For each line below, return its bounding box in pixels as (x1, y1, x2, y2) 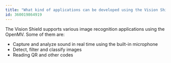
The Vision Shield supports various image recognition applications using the (5, 26, 165, 32)
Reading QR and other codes (12, 51, 73, 58)
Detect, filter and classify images (12, 46, 82, 52)
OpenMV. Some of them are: (5, 31, 65, 37)
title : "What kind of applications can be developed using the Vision (5, 7, 158, 13)
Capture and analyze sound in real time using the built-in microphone (12, 41, 158, 47)
